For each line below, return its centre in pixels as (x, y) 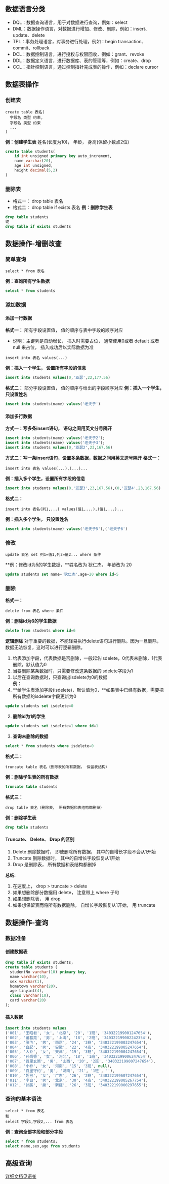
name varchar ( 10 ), (29, 976)
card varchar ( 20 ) (28, 1000)
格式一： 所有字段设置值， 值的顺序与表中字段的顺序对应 (64, 330)
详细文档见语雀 (21, 1176)
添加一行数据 (18, 318)
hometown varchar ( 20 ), (34, 986)
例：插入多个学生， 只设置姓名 (37, 519)
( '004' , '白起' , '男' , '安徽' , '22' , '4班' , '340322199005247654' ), (77, 1047)
